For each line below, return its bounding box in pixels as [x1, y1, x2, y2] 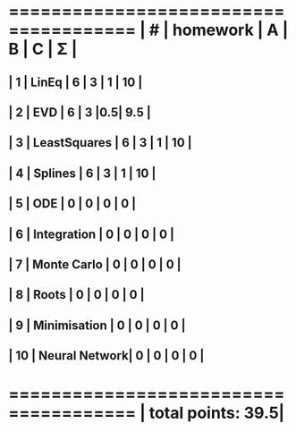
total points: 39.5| [148, 403, 285, 423]
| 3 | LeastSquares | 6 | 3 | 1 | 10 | [8, 135, 193, 150]
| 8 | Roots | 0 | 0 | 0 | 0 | [8, 287, 145, 302]
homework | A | [172, 20, 289, 40]
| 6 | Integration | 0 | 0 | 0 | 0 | [8, 226, 175, 241]
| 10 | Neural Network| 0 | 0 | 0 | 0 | [8, 348, 205, 363]
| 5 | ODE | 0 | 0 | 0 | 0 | [8, 196, 137, 211]
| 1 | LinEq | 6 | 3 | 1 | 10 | [8, 74, 143, 89]
